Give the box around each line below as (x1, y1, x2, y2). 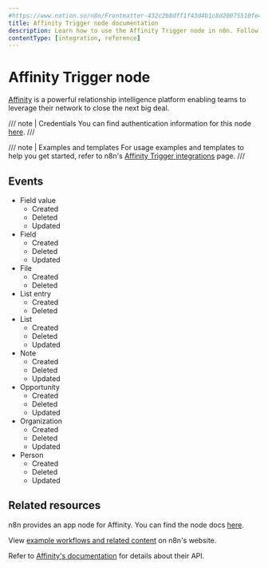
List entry (19, 289, 52, 298)
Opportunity (19, 383, 60, 391)
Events (8, 174, 44, 188)
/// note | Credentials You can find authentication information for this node (8, 119, 251, 129)
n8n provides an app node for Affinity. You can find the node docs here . (8, 520, 245, 530)
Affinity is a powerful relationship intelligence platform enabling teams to (8, 95, 246, 105)
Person (19, 451, 44, 459)
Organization (19, 416, 62, 426)
